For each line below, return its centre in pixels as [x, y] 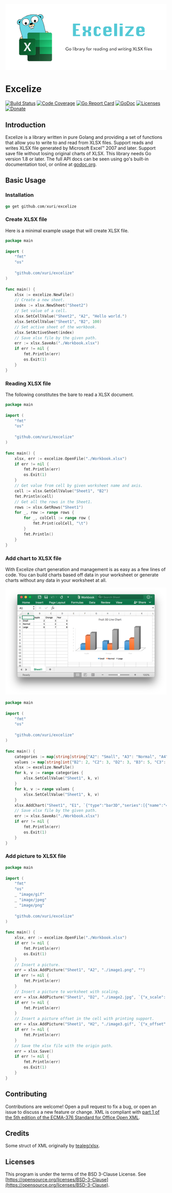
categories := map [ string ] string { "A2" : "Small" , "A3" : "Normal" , [86, 757]
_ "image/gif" [29, 895]
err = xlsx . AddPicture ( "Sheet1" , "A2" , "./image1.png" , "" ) [80, 970]
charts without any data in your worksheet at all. [56, 580]
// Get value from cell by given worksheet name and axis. [79, 486]
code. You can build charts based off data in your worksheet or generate [82, 575]
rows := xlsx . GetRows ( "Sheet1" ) [49, 507]
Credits [17, 1134]
